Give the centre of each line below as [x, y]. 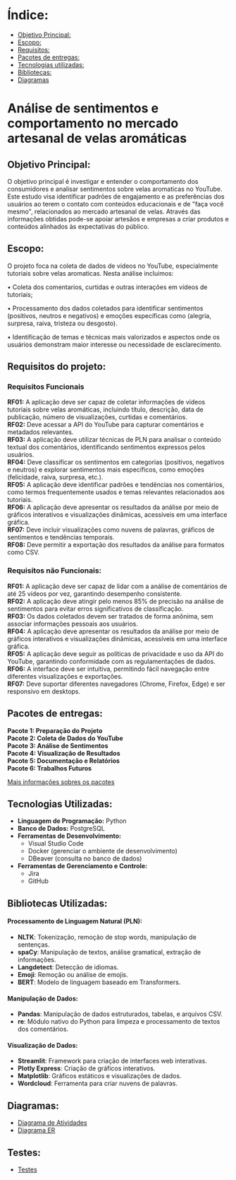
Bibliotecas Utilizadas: [57, 903]
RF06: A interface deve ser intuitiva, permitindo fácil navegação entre [108, 669]
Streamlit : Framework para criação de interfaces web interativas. [112, 1061]
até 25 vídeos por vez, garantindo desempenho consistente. [94, 593]
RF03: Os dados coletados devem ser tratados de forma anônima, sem [110, 616]
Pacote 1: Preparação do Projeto [55, 730]
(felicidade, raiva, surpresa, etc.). [55, 477]
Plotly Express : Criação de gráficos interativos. [86, 1068]
